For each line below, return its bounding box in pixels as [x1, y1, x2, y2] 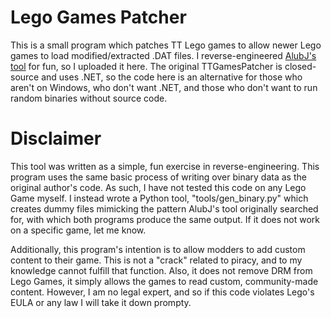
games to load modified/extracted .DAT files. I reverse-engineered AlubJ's [10, 49, 317, 61]
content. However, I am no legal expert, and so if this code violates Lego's [10, 286, 315, 298]
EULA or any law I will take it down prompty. [10, 296, 192, 308]
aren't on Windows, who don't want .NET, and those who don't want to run [10, 81, 318, 93]
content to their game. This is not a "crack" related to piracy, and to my [10, 254, 303, 266]
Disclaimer [10, 127, 102, 150]
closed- [284, 60, 317, 72]
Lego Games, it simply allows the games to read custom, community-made [10, 275, 319, 287]
